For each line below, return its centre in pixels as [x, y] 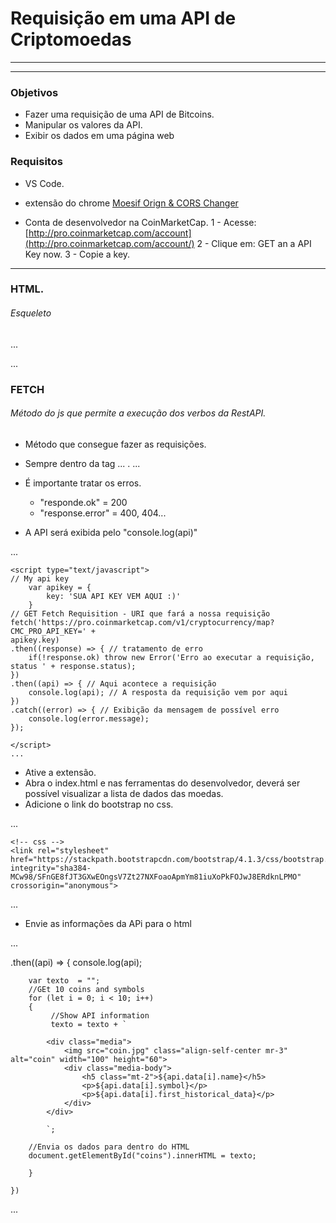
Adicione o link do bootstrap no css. [99, 804]
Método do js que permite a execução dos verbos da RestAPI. [138, 413]
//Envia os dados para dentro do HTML [109, 1147]
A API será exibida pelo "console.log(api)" [111, 532]
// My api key [40, 578]
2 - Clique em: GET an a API [254, 243]
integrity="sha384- [51, 868]
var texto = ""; [64, 980]
